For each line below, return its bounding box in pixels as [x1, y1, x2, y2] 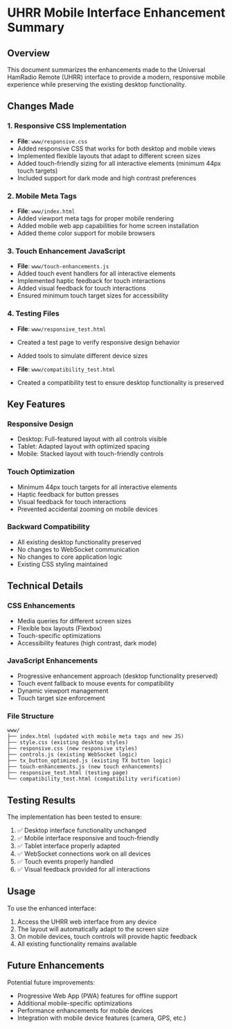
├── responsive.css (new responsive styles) [7, 745, 138, 752]
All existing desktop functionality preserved [17, 537, 142, 546]
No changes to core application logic [17, 553, 123, 561]
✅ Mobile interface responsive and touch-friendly [17, 833, 159, 842]
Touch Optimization [7, 467, 75, 476]
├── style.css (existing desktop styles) [7, 739, 129, 746]
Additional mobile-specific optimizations [17, 998, 133, 1007]
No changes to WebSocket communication [17, 545, 140, 553]
